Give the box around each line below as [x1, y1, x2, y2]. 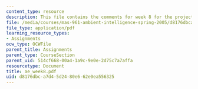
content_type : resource [6, 8, 65, 15]
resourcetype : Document [6, 63, 65, 69]
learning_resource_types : [6, 30, 70, 36]
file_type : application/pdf [6, 25, 75, 31]
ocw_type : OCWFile [6, 42, 51, 47]
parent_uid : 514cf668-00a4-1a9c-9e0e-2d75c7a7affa [6, 57, 133, 63]
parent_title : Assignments [6, 47, 72, 53]
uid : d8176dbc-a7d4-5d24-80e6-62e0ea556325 [6, 74, 115, 80]
